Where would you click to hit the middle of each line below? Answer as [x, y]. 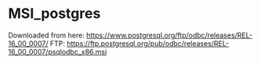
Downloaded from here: [46, 35]
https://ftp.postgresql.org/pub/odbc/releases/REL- [148, 43]
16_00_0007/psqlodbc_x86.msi [58, 52]
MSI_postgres [54, 14]
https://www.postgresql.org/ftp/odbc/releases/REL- [169, 35]
